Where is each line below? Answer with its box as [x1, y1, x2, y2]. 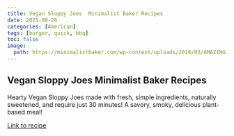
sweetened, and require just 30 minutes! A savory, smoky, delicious [7, 100, 201, 108]
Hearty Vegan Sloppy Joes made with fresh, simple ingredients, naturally [7, 93, 217, 101]
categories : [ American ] [7, 23, 77, 30]
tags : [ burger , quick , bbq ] [7, 29, 89, 37]
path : [13, 49, 30, 56]
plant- [202, 100, 219, 108]
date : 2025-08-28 [7, 17, 58, 24]
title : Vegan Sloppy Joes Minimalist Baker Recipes [7, 10, 164, 17]
